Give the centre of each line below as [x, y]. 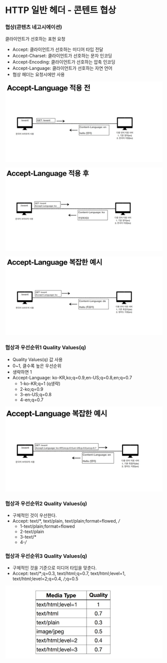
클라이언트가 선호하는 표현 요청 [35, 39]
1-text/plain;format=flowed [47, 526]
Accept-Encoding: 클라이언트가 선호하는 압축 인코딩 [64, 62]
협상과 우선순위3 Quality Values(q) [46, 556]
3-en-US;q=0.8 [35, 394]
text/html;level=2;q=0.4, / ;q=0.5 [45, 579]
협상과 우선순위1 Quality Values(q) [46, 348]
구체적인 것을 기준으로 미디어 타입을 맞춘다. [54, 568]
